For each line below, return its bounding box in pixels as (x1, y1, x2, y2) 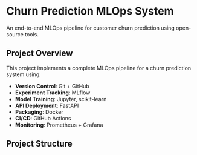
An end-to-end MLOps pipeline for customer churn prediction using (6, 24, 175, 31)
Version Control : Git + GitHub (15, 82, 89, 90)
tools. (25, 30, 39, 38)
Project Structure (6, 139, 73, 149)
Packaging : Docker (15, 108, 63, 116)
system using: (6, 71, 41, 78)
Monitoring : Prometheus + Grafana (15, 121, 103, 128)
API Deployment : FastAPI (15, 102, 79, 109)
